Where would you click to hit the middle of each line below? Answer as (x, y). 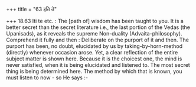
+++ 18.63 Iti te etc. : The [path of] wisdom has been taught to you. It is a (95, 21)
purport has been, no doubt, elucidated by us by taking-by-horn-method (94, 46)
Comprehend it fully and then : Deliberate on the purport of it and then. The (97, 40)
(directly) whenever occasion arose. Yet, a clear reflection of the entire (92, 52)
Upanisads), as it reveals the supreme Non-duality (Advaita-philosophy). (94, 33)
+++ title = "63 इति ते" (32, 9)
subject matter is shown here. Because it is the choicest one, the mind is (94, 59)
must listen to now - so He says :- (47, 78)
